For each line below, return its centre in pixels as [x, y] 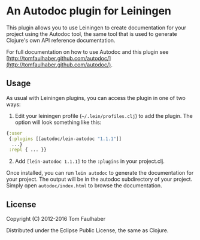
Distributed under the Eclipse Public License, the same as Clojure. [87, 230]
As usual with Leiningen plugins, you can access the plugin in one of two [96, 98]
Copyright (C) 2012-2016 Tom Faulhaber [56, 219]
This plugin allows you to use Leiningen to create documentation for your [96, 28]
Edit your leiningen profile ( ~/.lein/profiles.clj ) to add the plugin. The [104, 116]
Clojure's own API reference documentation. [61, 40]
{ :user [14, 133]
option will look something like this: [58, 122]
